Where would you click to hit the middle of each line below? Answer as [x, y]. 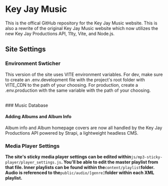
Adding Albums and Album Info [38, 117]
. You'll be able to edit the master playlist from [109, 162]
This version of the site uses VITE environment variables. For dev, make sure [84, 74]
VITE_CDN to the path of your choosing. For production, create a [72, 85]
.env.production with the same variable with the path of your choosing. [78, 90]
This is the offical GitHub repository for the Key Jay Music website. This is [81, 23]
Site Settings [25, 49]
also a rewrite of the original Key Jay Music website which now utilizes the [82, 28]
